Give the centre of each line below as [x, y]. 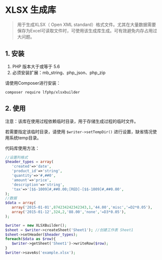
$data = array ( [21, 203]
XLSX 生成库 [31, 10]
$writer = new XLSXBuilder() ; [36, 225]
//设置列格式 [16, 157]
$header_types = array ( [29, 162]
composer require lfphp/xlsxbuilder [42, 92]
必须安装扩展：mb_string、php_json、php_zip [59, 72]
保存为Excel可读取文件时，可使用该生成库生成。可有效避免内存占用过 [87, 30]
